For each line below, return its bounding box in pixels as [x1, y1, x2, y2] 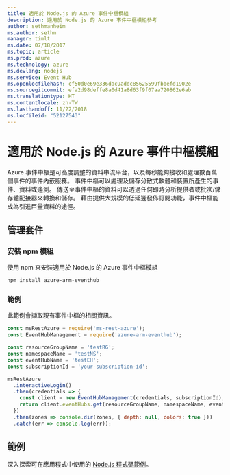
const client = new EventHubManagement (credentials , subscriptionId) [19, 395, 222, 402]
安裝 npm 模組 [7, 246, 54, 256]
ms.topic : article [7, 49, 60, 56]
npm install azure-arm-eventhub [7, 277, 99, 284]
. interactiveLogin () [13, 382, 72, 389]
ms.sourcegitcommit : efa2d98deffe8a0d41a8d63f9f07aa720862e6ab [7, 86, 192, 93]
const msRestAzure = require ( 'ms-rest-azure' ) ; [7, 325, 146, 332]
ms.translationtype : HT [7, 93, 75, 100]
